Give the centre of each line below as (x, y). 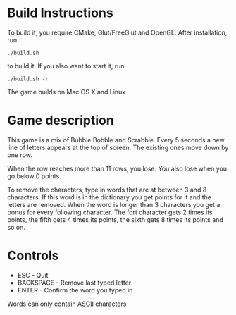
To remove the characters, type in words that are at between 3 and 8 (107, 190)
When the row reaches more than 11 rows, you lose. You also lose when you (117, 168)
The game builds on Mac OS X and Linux (67, 92)
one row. (20, 155)
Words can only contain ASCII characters (67, 304)
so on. (17, 227)
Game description (61, 121)
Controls (33, 256)
